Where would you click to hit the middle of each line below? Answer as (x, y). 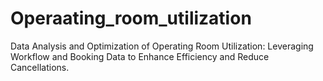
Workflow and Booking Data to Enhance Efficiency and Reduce (140, 56)
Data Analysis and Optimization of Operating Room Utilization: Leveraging (162, 46)
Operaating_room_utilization (131, 18)
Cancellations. (40, 67)
